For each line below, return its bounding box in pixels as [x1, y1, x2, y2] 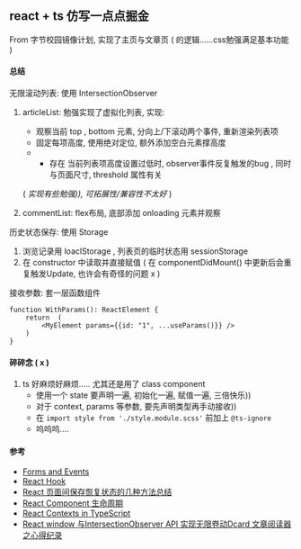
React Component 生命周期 [22, 498, 124, 508]
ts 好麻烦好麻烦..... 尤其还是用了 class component [22, 379, 206, 390]
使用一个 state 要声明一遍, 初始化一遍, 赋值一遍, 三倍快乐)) [35, 390, 252, 400]
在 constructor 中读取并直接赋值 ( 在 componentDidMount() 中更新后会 [22, 257, 285, 268]
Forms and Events [22, 466, 90, 477]
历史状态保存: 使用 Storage [9, 227, 109, 238]
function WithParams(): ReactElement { [9, 305, 159, 315]
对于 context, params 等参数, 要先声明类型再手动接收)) [35, 401, 237, 412]
